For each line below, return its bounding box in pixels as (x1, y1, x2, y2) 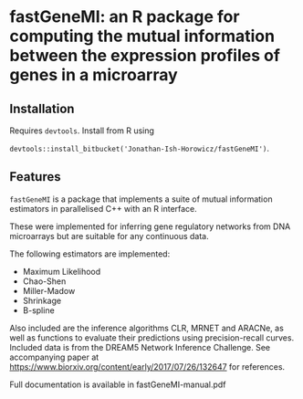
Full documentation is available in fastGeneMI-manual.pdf (9, 379, 226, 390)
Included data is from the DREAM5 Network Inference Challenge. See (9, 341, 271, 352)
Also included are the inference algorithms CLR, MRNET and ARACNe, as (9, 322, 285, 333)
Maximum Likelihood (22, 266, 101, 277)
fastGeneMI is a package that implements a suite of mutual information (9, 194, 273, 205)
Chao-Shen (22, 276, 67, 287)
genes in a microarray (9, 65, 178, 86)
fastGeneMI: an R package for (9, 6, 240, 27)
